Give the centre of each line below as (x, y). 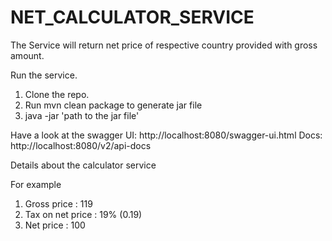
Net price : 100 (55, 225)
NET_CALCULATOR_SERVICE (132, 17)
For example (36, 184)
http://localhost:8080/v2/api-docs (81, 145)
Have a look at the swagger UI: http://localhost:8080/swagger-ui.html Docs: (166, 135)
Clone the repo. (57, 94)
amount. (27, 55)
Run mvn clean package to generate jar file (113, 105)
